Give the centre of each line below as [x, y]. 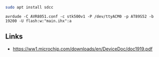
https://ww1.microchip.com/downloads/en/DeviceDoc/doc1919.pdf [83, 49]
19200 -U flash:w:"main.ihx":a [38, 21]
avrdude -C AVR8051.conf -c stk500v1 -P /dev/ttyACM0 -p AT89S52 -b [79, 16]
